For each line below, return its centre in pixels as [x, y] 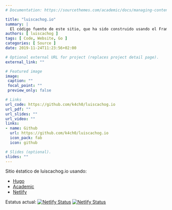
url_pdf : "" [18, 109]
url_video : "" [20, 119]
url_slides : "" [21, 114]
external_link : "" [25, 62]
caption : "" [20, 81]
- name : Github [21, 128]
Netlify [20, 192]
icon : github [24, 142]
